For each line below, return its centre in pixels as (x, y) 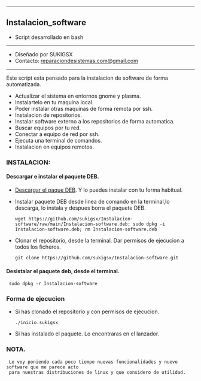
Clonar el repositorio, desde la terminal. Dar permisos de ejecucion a (99, 240)
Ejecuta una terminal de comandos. (58, 140)
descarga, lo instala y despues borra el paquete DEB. (80, 208)
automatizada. (24, 84)
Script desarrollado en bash (49, 37)
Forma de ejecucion (36, 299)
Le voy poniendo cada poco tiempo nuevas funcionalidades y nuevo (93, 362)
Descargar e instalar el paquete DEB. (53, 177)
